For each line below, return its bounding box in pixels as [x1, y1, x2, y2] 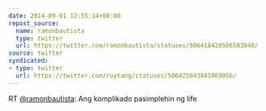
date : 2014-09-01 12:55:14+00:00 [8, 11, 121, 20]
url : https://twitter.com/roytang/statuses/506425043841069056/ [15, 72, 237, 80]
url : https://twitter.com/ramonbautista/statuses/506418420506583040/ [15, 42, 259, 50]
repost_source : [8, 19, 60, 27]
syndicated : [8, 57, 49, 65]
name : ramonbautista [15, 27, 85, 35]
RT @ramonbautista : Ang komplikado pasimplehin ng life [8, 93, 197, 103]
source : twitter [8, 49, 63, 57]
